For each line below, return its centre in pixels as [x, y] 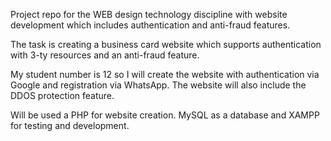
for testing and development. [70, 125]
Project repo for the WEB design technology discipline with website [149, 14]
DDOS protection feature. [62, 95]
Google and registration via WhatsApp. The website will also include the [158, 85]
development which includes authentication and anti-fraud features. [150, 25]
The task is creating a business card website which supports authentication [166, 44]
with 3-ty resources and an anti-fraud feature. [105, 55]
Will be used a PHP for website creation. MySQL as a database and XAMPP [165, 115]
